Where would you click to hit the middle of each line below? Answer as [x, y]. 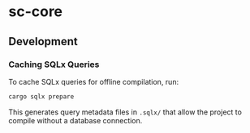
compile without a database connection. [75, 120]
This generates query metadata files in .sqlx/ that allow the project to [125, 112]
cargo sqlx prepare [41, 96]
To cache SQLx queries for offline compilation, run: [94, 81]
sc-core [36, 12]
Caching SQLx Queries [54, 64]
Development [43, 42]
